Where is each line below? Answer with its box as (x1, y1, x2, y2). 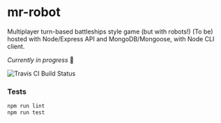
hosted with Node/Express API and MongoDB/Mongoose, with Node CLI (7, 34, 215, 43)
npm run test (7, 109, 45, 116)
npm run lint (7, 103, 45, 110)
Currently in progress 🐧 (7, 55, 75, 64)
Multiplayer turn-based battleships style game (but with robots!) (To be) (7, 27, 214, 36)
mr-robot (7, 4, 61, 20)
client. (7, 42, 25, 50)
